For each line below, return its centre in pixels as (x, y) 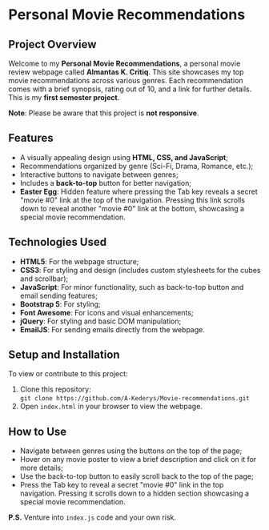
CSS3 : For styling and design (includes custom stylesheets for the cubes (140, 270)
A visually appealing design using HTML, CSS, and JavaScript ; (124, 157)
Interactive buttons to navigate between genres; (99, 175)
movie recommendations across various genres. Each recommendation (126, 80)
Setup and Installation (64, 355)
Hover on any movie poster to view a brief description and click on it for (138, 460)
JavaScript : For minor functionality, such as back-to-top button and (132, 287)
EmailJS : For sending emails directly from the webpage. (112, 329)
